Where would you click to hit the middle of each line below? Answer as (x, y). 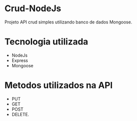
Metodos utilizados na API (59, 85)
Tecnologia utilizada (46, 42)
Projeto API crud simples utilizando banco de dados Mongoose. (68, 22)
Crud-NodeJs (33, 9)
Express (20, 60)
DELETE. (20, 114)
